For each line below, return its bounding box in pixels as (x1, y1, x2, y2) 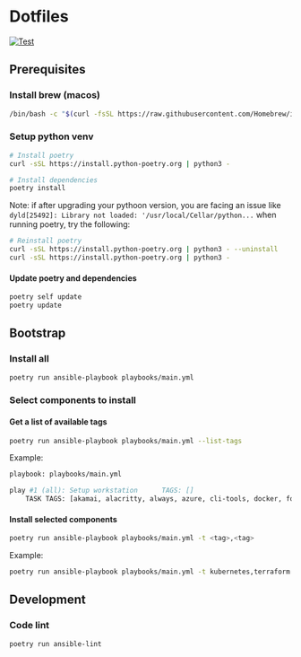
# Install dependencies (9, 175, 99, 185)
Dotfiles (9, 6, 69, 27)
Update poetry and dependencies (9, 272, 137, 284)
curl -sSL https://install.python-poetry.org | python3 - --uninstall (9, 245, 279, 254)
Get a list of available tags (9, 416, 107, 427)
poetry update (9, 301, 63, 310)
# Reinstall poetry (9, 236, 82, 246)
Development (9, 592, 87, 608)
